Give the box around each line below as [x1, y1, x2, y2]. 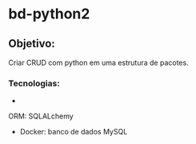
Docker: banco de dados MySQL [19, 127, 128, 137]
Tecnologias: [8, 78, 60, 89]
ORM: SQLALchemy [8, 111, 74, 121]
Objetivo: [8, 37, 56, 50]
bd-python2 [8, 5, 90, 23]
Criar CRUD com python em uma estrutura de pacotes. [8, 58, 190, 67]
